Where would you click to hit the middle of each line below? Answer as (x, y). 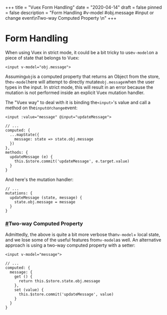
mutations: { (19, 193)
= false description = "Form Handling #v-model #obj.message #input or (80, 13)
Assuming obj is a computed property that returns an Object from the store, (82, 76)
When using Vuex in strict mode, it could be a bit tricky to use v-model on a (81, 52)
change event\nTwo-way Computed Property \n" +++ (61, 18)
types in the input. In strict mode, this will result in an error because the (79, 87)
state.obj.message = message (45, 202)
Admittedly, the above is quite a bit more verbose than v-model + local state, (83, 235)
